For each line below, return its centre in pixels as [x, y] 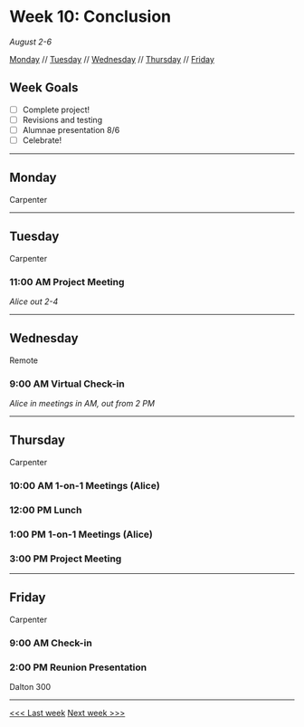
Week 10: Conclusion [90, 17]
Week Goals [44, 88]
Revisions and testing [62, 120]
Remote [24, 360]
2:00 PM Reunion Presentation [78, 667]
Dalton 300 [30, 686]
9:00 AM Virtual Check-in [67, 384]
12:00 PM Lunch [46, 510]
